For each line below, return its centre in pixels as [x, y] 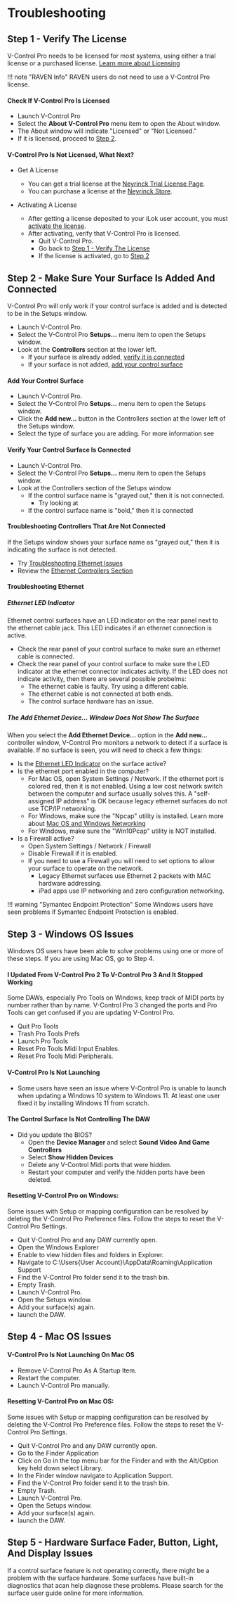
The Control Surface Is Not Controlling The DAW [79, 1119]
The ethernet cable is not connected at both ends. [100, 694]
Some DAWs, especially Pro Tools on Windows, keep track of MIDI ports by [116, 998]
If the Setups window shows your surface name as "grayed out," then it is [113, 542]
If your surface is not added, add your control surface [106, 364]
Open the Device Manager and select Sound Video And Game [119, 1142]
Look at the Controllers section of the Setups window [94, 488]
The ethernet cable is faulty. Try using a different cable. [108, 687]
